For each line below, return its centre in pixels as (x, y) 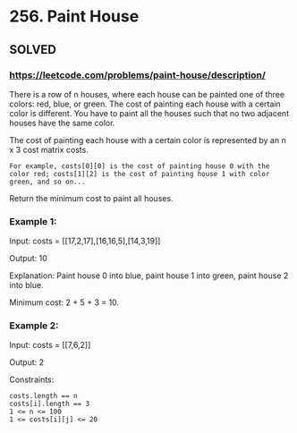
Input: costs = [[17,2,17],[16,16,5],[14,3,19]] (85, 241)
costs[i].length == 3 (50, 404)
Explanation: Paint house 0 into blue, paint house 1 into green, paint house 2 (149, 276)
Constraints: (32, 380)
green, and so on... (48, 182)
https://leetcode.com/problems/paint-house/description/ (137, 75)
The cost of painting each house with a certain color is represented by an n (148, 140)
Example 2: (34, 326)
